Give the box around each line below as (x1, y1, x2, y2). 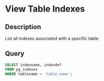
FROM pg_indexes (5, 67, 38, 72)
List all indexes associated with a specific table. (5, 35, 100, 41)
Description (5, 23, 41, 31)
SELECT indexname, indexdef (5, 62, 62, 67)
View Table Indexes (5, 3, 85, 15)
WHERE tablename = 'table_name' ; (5, 71, 73, 76)
